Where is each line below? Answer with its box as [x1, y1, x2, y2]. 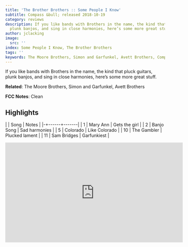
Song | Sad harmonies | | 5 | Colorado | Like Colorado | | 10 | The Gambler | [5, 127, 162, 133]
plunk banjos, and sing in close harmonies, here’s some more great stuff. [5, 74, 157, 80]
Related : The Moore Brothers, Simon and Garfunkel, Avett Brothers [5, 84, 145, 90]
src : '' [10, 41, 26, 46]
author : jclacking [5, 31, 44, 36]
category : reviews [5, 17, 44, 22]
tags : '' [5, 50, 24, 55]
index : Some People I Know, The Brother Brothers [5, 45, 112, 50]
